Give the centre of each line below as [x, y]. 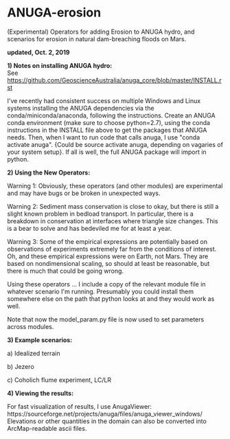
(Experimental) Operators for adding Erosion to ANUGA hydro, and [101, 32]
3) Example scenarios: [40, 340]
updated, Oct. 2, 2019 [38, 52]
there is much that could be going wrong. [66, 271]
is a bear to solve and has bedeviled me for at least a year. [90, 228]
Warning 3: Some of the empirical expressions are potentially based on [107, 241]
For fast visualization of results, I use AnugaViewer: [80, 406]
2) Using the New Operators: [49, 172]
